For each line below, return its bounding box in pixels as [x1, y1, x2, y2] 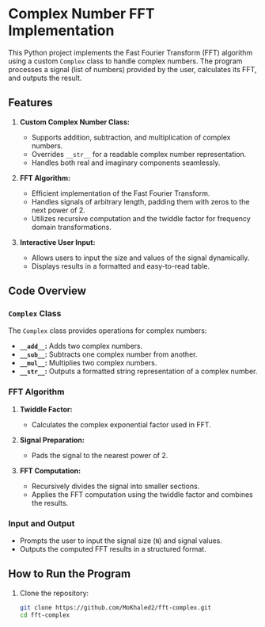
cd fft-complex [19, 611, 70, 619]
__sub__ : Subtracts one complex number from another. [19, 350, 198, 359]
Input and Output [8, 518, 75, 529]
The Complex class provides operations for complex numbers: [8, 326, 207, 335]
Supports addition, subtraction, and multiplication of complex [31, 132, 231, 142]
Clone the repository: [19, 588, 89, 598]
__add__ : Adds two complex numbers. [19, 342, 143, 351]
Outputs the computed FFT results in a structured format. [19, 545, 207, 554]
